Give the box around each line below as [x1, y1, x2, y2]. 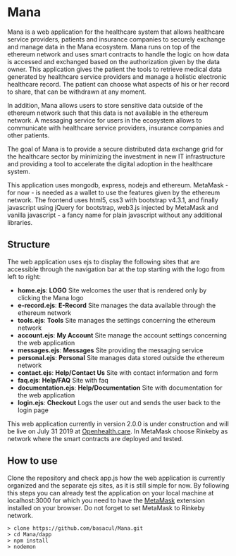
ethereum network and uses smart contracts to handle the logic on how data [7, 50, 230, 58]
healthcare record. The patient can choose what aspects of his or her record [7, 80, 230, 88]
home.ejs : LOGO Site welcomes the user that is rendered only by [17, 286, 207, 295]
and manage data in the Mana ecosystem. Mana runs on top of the [7, 42, 201, 51]
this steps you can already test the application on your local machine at [7, 488, 214, 497]
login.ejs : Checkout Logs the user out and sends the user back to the [17, 398, 221, 407]
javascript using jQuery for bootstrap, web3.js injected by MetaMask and [7, 203, 218, 211]
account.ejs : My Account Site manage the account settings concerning [17, 330, 228, 339]
